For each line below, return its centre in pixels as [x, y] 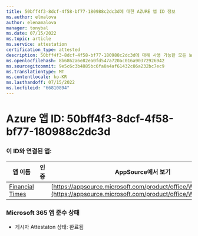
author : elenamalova [32, 22]
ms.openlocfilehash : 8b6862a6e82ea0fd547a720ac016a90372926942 [85, 60]
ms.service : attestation [37, 45]
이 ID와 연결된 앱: [29, 151]
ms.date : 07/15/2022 [32, 33]
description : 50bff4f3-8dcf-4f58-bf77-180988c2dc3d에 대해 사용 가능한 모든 [96, 55]
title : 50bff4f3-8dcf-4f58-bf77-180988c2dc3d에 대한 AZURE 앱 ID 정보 [91, 11]
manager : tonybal [27, 28]
